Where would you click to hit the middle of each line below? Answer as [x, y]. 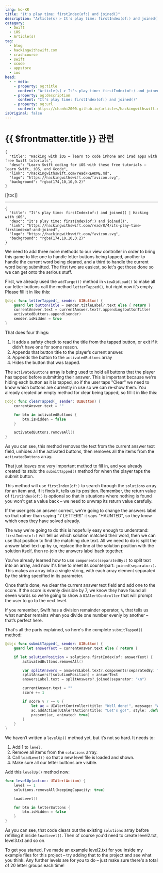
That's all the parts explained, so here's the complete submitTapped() [74, 630]
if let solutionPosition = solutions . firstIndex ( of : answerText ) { [83, 657]
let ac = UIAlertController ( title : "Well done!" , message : [92, 706]
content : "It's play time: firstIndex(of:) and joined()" [78, 100]
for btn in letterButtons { [42, 807]
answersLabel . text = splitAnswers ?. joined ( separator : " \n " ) [84, 679]
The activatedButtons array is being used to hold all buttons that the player [80, 372]
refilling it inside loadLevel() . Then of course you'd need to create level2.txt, [81, 836]
